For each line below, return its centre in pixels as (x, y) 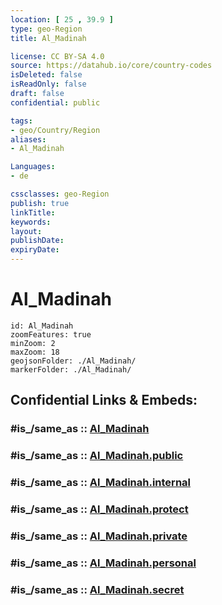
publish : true (40, 203)
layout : (26, 231)
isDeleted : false (46, 75)
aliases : (28, 139)
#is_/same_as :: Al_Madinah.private (99, 536)
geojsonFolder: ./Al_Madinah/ (73, 361)
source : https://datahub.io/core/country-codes (111, 66)
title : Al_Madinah (48, 38)
